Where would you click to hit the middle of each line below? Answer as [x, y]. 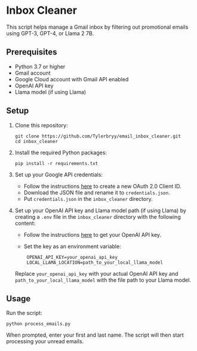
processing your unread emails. [45, 341]
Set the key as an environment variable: [72, 246]
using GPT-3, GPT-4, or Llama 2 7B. [50, 33]
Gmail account [33, 73]
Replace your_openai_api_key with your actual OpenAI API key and [96, 273]
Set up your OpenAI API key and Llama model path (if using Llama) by [101, 210]
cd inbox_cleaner [36, 141]
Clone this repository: [41, 125]
